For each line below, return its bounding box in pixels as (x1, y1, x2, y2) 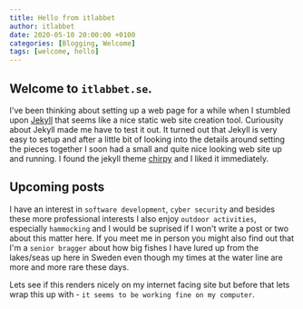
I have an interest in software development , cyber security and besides (9, 204, 275, 214)
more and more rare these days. (9, 261, 130, 273)
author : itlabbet (9, 22, 75, 31)
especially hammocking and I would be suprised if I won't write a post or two (9, 223, 288, 234)
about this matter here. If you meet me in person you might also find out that (9, 233, 295, 244)
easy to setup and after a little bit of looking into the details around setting (9, 134, 286, 145)
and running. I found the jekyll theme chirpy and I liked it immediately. (9, 153, 269, 164)
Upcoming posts (9, 179, 105, 195)
